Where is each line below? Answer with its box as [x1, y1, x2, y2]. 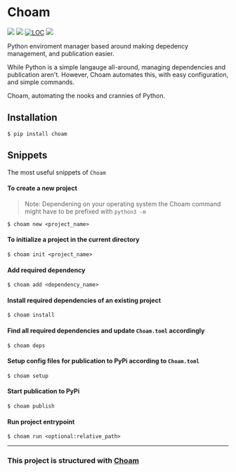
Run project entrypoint [7, 417, 75, 426]
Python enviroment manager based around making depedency [7, 41, 188, 50]
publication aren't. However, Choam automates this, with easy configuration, [7, 70, 229, 79]
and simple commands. [7, 78, 75, 86]
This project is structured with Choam [7, 456, 139, 466]
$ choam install [7, 311, 55, 319]
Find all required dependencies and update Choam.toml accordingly [7, 326, 205, 335]
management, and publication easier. [7, 49, 114, 58]
